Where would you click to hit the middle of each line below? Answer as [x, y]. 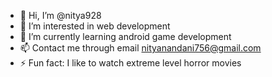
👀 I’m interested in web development [95, 26]
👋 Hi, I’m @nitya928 [60, 15]
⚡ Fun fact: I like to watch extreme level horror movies [130, 63]
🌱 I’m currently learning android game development [125, 36]
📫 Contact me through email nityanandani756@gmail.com [140, 48]
